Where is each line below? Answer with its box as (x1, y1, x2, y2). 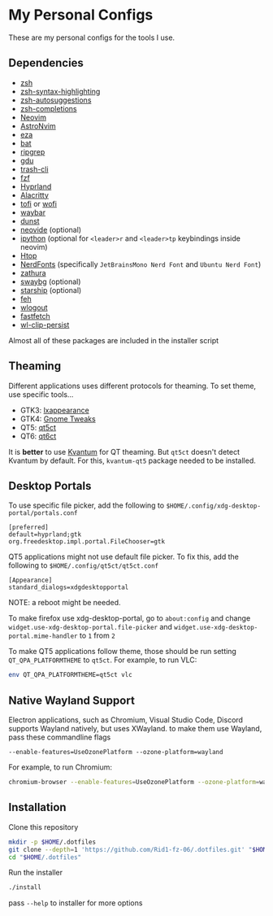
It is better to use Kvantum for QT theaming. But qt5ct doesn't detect (8, 447, 240, 456)
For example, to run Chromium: (8, 762, 112, 772)
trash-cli (19, 164, 49, 174)
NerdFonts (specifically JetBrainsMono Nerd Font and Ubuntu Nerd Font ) (19, 259, 262, 269)
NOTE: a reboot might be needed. (8, 598, 121, 608)
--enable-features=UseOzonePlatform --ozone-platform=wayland (8, 748, 223, 757)
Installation (8, 800, 67, 814)
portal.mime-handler (8, 632, 79, 640)
